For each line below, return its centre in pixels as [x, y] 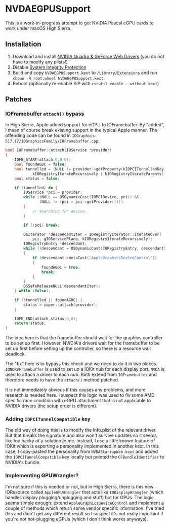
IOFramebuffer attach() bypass [45, 114]
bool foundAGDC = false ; [40, 165]
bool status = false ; [37, 179]
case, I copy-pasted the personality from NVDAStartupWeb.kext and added [82, 451]
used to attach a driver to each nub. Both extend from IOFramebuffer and [81, 375]
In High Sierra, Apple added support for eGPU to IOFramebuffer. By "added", [85, 125]
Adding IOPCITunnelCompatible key [48, 419]
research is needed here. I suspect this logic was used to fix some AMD [80, 395]
